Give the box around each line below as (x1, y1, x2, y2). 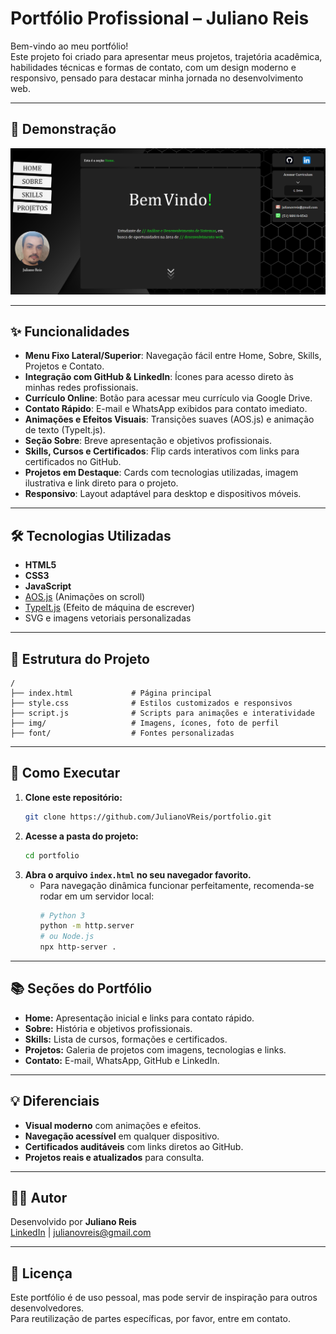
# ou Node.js (39, 932, 95, 942)
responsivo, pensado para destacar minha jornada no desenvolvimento (10, 72, 304, 84)
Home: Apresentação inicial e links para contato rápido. (24, 1012, 255, 1024)
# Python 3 (39, 910, 86, 921)
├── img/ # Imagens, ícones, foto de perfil (10, 718, 280, 728)
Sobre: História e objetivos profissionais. (24, 1022, 193, 1034)
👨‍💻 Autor (10, 1190, 68, 1207)
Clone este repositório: (24, 791, 123, 803)
